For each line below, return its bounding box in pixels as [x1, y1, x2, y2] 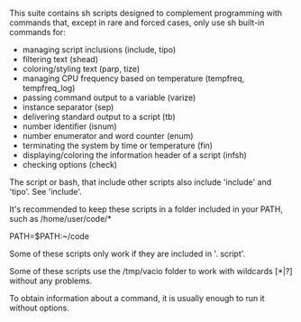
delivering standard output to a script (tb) [22, 112, 176, 122]
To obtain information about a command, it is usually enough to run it [9, 293, 265, 303]
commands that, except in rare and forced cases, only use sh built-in [9, 17, 265, 28]
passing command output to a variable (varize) [22, 92, 196, 103]
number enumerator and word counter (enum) [22, 131, 194, 141]
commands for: [9, 27, 66, 37]
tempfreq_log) [22, 83, 76, 93]
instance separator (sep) [22, 102, 114, 112]
